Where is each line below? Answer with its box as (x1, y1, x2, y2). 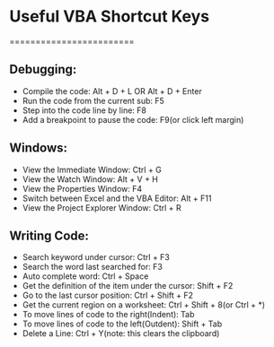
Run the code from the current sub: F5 (22, 95, 164, 106)
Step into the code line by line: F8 (22, 105, 146, 116)
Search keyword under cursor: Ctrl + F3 (22, 252, 171, 263)
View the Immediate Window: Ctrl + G (22, 164, 162, 175)
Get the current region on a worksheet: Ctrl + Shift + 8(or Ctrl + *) (22, 299, 266, 310)
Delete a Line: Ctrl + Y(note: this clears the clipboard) (22, 328, 220, 339)
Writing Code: (9, 228, 90, 243)
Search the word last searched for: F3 (22, 262, 164, 273)
